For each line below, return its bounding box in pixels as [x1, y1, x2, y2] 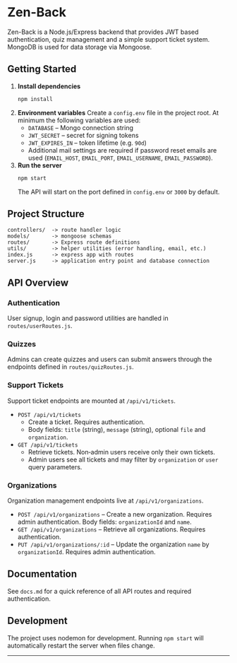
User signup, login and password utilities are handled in [7, 314, 169, 322]
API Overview [7, 276, 69, 288]
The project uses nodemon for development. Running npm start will [7, 633, 205, 642]
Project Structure [7, 208, 85, 220]
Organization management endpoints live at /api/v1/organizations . [7, 496, 204, 505]
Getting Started [7, 63, 77, 75]
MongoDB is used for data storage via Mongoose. [7, 42, 152, 51]
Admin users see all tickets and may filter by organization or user [28, 455, 219, 464]
